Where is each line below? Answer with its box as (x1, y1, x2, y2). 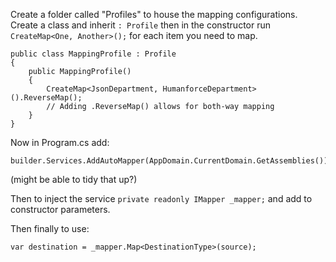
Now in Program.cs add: (10, 137, 110, 148)
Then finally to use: (10, 223, 90, 234)
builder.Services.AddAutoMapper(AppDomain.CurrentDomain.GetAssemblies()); (10, 156, 333, 166)
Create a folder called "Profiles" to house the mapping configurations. (10, 9, 298, 20)
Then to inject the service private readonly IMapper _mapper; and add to (10, 193, 313, 204)
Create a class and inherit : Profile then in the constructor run (10, 19, 272, 31)
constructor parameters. (10, 204, 111, 215)
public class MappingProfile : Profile (10, 49, 177, 59)
